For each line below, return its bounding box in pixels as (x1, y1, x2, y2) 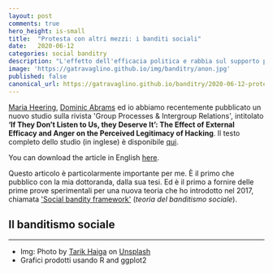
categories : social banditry (8, 50, 107, 58)
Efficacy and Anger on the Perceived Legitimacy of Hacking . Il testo (8, 128, 240, 138)
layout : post (8, 11, 53, 20)
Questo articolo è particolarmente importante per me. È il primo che (8, 168, 235, 178)
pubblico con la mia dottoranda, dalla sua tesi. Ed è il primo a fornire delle (8, 176, 254, 187)
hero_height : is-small (8, 27, 85, 35)
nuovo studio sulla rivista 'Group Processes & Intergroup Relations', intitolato (8, 110, 264, 120)
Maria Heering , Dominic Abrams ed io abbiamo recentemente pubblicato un (8, 102, 262, 112)
